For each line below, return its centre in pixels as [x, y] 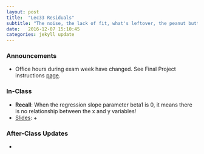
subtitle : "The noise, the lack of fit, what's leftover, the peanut [96, 23]
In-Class [19, 91]
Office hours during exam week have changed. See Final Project [95, 69]
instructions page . [38, 75]
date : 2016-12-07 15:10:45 [43, 29]
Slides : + [26, 117]
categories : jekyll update [40, 35]
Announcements [32, 56]
